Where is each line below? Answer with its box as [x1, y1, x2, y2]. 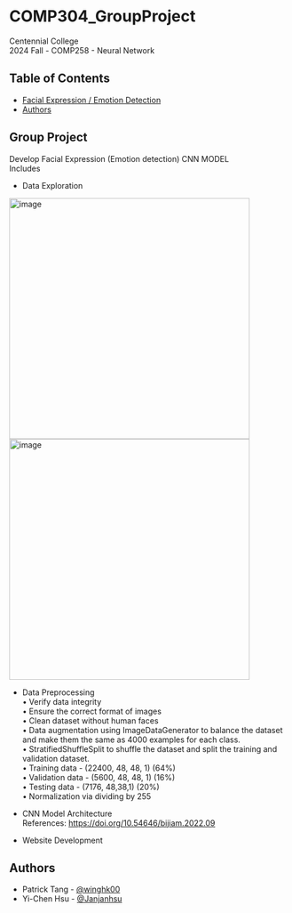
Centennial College [9, 36, 79, 46]
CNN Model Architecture [21, 808, 113, 819]
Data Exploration [21, 180, 83, 190]
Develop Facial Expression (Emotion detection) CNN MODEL [9, 153, 229, 164]
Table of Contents [9, 71, 111, 86]
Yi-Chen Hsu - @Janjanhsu [21, 893, 122, 904]
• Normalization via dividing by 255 [21, 790, 152, 802]
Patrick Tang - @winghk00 [21, 884, 121, 895]
